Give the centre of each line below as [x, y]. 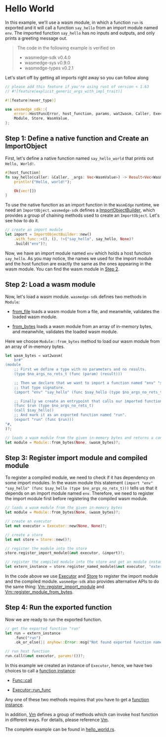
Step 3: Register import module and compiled [76, 458]
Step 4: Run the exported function [59, 608]
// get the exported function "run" [43, 628]
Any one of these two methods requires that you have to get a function [77, 700]
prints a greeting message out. [36, 38]
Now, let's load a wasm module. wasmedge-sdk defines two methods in [76, 296]
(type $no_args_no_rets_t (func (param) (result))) [68, 374]
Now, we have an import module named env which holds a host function [78, 253]
